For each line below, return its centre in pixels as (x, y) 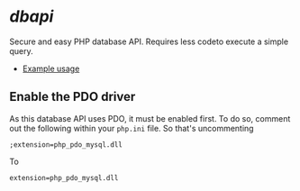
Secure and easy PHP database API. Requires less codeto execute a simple (149, 41)
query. (21, 50)
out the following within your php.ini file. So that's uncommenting (132, 128)
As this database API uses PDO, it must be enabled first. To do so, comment (150, 118)
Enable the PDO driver (73, 97)
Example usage (51, 68)
